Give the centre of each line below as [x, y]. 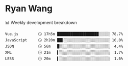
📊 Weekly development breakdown [41, 22]
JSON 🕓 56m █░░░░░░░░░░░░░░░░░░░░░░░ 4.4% [64, 46]
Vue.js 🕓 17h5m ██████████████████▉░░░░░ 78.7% [64, 34]
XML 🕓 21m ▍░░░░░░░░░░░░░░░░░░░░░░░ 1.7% [64, 52]
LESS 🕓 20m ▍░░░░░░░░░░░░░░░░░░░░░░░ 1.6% [64, 59]
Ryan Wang [29, 9]
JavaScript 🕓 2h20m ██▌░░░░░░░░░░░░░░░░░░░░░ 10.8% [64, 40]
